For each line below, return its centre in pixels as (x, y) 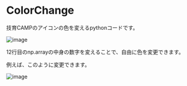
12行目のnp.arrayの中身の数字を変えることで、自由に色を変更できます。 (95, 52)
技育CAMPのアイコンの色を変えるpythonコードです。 (72, 27)
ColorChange (40, 10)
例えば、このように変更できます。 (48, 64)
